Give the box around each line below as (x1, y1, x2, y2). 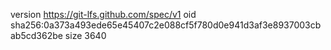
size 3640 (64, 30, 107, 41)
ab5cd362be (10, 30, 63, 41)
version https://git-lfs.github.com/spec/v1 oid (10, 9, 197, 20)
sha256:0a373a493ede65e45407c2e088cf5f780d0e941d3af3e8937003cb (10, 19, 322, 31)
